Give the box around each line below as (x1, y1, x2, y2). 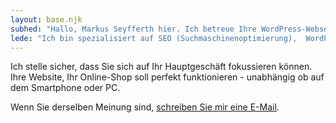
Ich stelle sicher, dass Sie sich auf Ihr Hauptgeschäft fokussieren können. (10, 61, 313, 73)
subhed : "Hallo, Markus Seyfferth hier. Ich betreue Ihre (10, 24, 257, 34)
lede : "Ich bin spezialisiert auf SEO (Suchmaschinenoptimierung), (10, 33, 298, 43)
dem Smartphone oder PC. (10, 82, 121, 94)
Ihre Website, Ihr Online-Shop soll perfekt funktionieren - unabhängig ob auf (10, 71, 325, 83)
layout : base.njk (10, 14, 83, 25)
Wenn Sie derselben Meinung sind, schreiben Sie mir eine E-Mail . (10, 101, 280, 113)
